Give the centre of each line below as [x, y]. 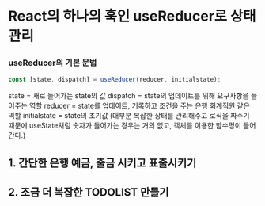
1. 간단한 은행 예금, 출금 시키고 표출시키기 [102, 163]
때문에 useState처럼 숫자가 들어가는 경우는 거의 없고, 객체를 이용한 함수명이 [125, 126]
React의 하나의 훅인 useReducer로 [118, 16]
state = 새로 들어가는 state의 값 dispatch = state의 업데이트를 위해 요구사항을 [129, 96]
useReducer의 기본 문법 [53, 63]
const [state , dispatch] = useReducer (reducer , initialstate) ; [115, 80]
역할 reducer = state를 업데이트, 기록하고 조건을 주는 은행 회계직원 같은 [140, 106]
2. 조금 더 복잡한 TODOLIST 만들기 [89, 192]
